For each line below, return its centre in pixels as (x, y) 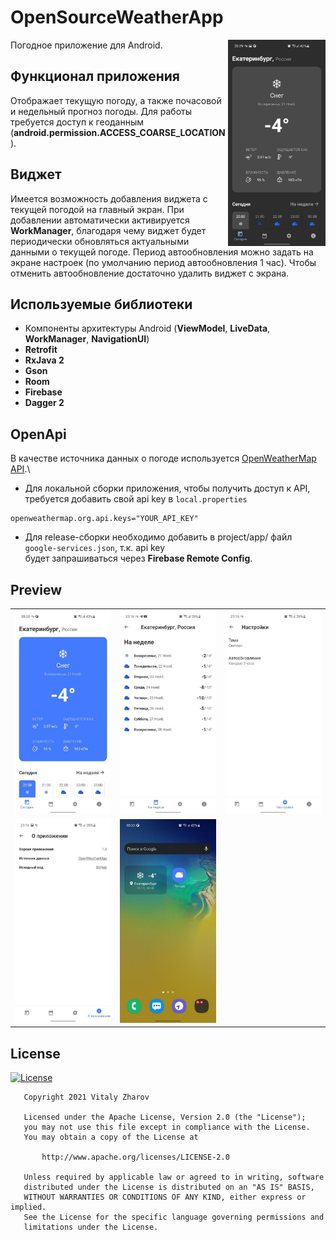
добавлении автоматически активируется (100, 220)
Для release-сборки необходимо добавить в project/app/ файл (158, 537)
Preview (36, 589)
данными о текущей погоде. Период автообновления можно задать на (162, 252)
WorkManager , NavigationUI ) (87, 339)
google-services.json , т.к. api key (95, 548)
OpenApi (38, 434)
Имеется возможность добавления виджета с (109, 198)
